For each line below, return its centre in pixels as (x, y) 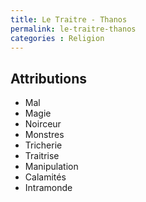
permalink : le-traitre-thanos (73, 29)
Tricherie (43, 145)
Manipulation (51, 167)
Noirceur (43, 124)
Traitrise (42, 156)
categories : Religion (57, 38)
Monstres (44, 135)
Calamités (45, 177)
